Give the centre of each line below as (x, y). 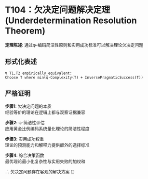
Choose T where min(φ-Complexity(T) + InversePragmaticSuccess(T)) (74, 77)
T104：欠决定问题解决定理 (58, 10)
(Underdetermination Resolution (71, 21)
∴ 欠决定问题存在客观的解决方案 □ (40, 171)
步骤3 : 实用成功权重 (25, 139)
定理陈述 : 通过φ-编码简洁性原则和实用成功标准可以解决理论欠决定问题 (74, 45)
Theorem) (25, 31)
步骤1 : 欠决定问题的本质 (28, 106)
